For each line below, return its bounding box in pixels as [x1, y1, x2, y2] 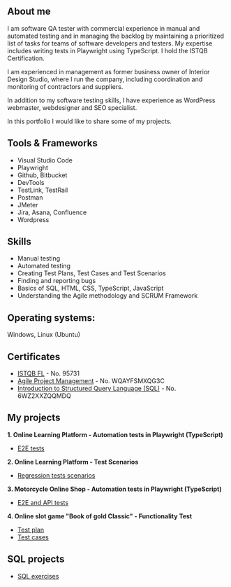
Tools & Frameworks [7, 137, 98, 149]
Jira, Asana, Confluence [17, 208, 87, 216]
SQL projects [7, 553, 65, 565]
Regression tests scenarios [17, 471, 96, 479]
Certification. [7, 54, 45, 62]
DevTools [17, 178, 45, 186]
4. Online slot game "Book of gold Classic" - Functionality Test [7, 511, 193, 520]
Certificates [7, 350, 61, 363]
